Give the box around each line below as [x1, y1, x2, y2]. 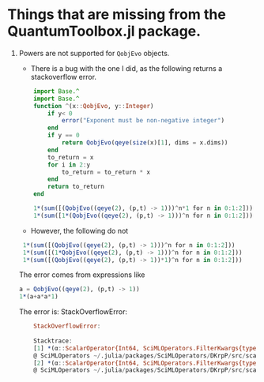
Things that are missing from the [7, 6, 226, 24]
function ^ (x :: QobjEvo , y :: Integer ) [33, 102, 154, 110]
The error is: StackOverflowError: [18, 307, 128, 316]
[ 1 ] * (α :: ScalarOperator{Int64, [33, 344, 140, 352]
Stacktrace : [33, 337, 73, 345]
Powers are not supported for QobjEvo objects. [18, 48, 170, 58]
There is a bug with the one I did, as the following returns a [30, 63, 223, 73]
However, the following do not [30, 226, 129, 235]
